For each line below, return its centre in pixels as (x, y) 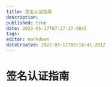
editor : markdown (28, 39)
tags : (13, 34)
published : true (26, 23)
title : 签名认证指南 (29, 12)
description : (22, 17)
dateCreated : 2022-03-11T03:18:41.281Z (56, 45)
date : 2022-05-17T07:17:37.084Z (46, 28)
